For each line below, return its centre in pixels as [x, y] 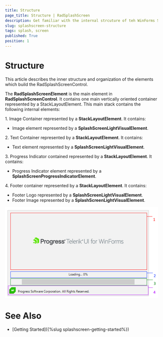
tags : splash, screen [27, 31]
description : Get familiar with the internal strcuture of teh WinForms [80, 20]
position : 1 [17, 41]
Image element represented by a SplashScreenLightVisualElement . [80, 128]
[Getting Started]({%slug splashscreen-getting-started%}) [71, 329]
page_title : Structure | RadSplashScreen [48, 15]
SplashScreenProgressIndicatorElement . [54, 176]
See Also [23, 316]
